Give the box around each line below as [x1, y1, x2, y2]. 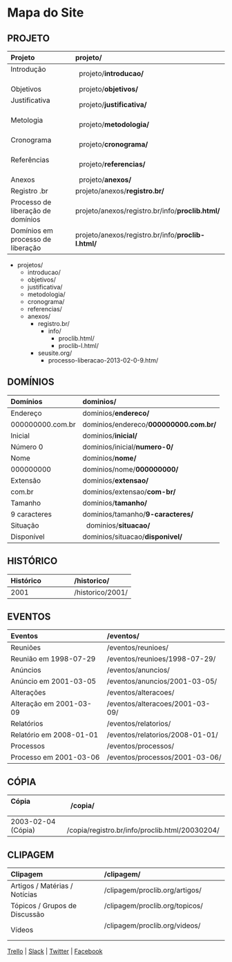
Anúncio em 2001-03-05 [10, 677, 97, 686]
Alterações [10, 688, 46, 698]
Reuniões [10, 643, 41, 653]
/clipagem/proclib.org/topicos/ [104, 901, 204, 911]
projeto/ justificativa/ [79, 100, 147, 109]
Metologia [10, 115, 43, 125]
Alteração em [10, 699, 55, 709]
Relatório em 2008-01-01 [10, 730, 99, 740]
